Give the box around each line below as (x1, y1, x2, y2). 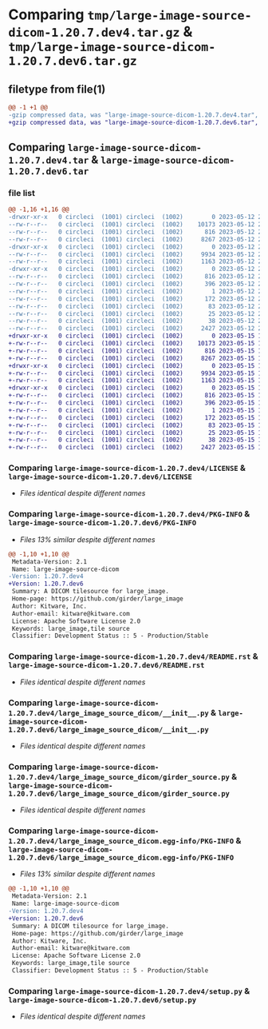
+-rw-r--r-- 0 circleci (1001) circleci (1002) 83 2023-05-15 (8, 421, 255, 429)
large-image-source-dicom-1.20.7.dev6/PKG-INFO (8, 518, 197, 528)
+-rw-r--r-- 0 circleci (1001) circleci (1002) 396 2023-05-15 (8, 399, 255, 407)
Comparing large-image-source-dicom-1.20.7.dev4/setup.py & (8, 985, 250, 996)
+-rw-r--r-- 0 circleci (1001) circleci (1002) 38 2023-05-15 (8, 436, 255, 445)
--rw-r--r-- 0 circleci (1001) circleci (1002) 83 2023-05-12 (8, 302, 255, 310)
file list (8, 187, 36, 198)
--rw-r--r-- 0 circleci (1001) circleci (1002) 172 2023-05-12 (8, 294, 255, 303)
